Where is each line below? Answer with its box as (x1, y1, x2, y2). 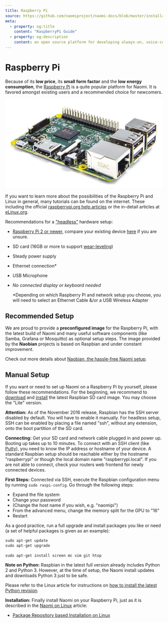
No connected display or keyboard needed (12, 282, 101, 288)
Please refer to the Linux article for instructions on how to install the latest (5, 582, 157, 588)
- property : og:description (9, 34, 68, 39)
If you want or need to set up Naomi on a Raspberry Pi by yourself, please (5, 384, 157, 390)
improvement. (5, 346, 34, 352)
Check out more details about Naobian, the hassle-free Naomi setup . (5, 356, 147, 362)
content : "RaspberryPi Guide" (14, 29, 77, 34)
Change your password (12, 497, 61, 503)
